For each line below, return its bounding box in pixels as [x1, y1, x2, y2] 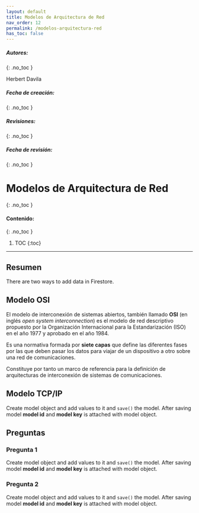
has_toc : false [6, 31, 44, 37]
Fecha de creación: [6, 89, 55, 96]
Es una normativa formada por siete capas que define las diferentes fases [6, 341, 188, 348]
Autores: [6, 49, 28, 56]
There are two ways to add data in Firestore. [6, 278, 114, 285]
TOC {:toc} [14, 239, 41, 246]
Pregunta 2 [6, 480, 39, 489]
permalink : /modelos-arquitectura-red [6, 25, 102, 31]
